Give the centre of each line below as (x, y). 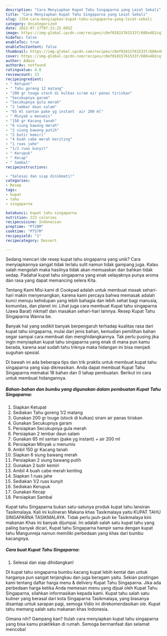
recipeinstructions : (27, 167)
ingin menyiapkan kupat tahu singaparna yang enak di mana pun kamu (78, 342)
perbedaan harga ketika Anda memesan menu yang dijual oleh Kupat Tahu (82, 588)
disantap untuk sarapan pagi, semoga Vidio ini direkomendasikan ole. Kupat (83, 604)
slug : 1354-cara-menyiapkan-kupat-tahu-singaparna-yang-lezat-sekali (79, 19)
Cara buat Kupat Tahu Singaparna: (43, 550)
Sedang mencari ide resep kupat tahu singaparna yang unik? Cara (73, 259)
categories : (18, 181)
